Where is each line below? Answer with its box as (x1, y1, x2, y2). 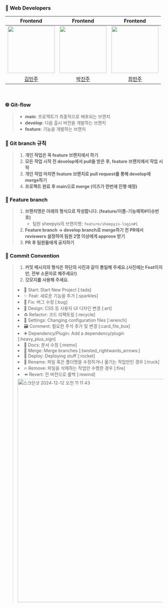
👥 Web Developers (5, 5, 51, 12)
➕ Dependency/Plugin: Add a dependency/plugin (23, 330, 124, 336)
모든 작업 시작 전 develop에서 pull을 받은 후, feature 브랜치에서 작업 (24, 158, 158, 164)
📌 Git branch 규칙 (5, 140, 46, 147)
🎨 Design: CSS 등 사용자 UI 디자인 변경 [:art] (23, 305, 112, 311)
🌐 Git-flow (5, 101, 31, 108)
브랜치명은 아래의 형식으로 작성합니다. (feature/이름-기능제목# (24, 208, 147, 215)
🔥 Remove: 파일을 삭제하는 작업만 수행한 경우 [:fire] (23, 365, 125, 371)
